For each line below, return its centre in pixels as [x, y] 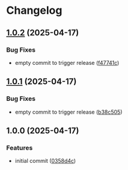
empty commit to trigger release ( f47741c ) [67, 62]
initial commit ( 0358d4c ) [45, 161]
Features [20, 148]
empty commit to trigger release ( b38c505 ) [69, 112]
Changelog [34, 11]
